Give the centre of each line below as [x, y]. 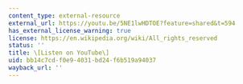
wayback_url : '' [35, 68]
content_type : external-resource [64, 16]
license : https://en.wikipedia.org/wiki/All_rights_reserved [113, 38]
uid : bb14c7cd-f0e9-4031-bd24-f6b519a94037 [82, 61]
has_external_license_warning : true [70, 30]
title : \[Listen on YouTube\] [59, 53]
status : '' [27, 46]
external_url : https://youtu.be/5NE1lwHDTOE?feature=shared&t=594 [122, 23]
